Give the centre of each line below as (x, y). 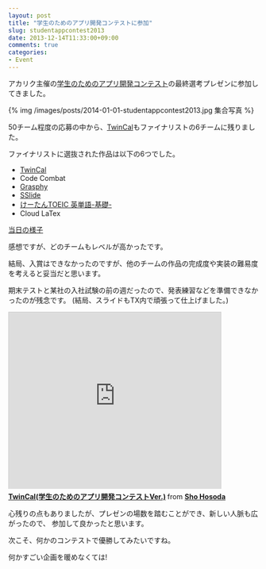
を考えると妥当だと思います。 (57, 273)
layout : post (30, 15)
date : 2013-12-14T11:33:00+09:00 (64, 38)
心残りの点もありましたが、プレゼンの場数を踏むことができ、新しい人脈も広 (133, 513)
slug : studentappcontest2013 (56, 30)
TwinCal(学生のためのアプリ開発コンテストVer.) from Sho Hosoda (117, 496)
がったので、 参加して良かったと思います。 (78, 523)
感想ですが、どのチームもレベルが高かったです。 (88, 246)
